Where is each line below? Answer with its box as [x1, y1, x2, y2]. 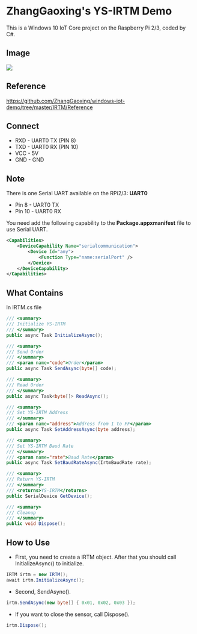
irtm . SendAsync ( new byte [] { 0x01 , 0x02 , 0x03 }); [6, 600, 136, 606]
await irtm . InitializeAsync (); [6, 577, 85, 583]
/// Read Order [6, 381, 44, 388]
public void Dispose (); [6, 521, 66, 527]
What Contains [6, 287, 64, 298]
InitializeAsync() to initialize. [14, 559, 84, 567]
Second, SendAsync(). [14, 588, 71, 595]
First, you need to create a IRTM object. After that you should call [14, 553, 177, 560]
